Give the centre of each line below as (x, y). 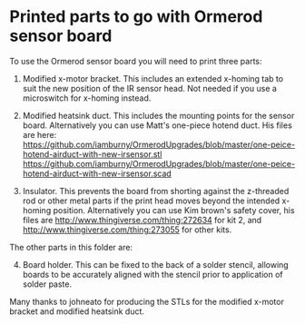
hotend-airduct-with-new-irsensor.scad (97, 173)
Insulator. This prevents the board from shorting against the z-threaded (156, 191)
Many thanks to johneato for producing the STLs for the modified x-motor (147, 301)
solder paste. (47, 284)
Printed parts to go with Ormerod (136, 17)
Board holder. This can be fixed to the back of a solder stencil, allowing (155, 264)
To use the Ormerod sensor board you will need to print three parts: (136, 61)
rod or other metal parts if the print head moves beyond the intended (151, 201)
